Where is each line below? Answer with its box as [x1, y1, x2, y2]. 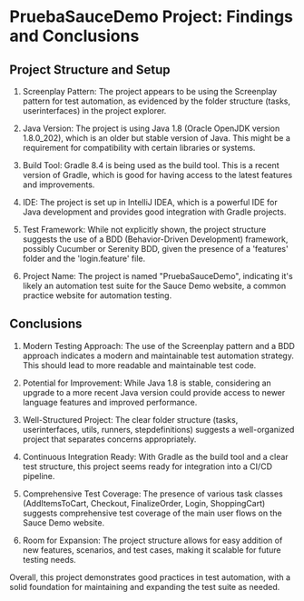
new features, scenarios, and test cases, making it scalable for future [22, 544, 281, 556]
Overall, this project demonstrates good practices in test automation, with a [9, 571, 291, 583]
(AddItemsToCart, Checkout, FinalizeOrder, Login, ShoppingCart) [22, 497, 266, 508]
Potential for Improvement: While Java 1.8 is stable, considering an [22, 377, 272, 388]
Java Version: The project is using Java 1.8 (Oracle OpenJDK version [22, 123, 280, 134]
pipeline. [22, 470, 55, 481]
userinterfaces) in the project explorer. [22, 105, 167, 115]
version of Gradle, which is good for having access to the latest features [22, 170, 293, 180]
